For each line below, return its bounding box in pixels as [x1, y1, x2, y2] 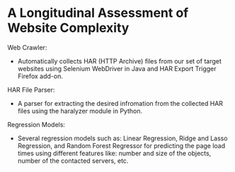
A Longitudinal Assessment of [7, 5, 189, 21]
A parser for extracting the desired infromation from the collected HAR [17, 99, 224, 107]
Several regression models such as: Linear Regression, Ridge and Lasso [17, 134, 228, 142]
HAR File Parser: [7, 85, 55, 94]
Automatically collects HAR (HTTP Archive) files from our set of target [17, 56, 222, 65]
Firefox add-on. [17, 72, 64, 80]
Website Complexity [7, 20, 130, 36]
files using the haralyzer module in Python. [17, 106, 143, 115]
